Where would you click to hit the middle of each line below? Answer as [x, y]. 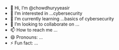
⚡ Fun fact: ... [24, 43]
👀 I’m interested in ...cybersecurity [46, 13]
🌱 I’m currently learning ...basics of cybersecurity [62, 19]
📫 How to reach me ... [34, 30]
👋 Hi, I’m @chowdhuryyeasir [40, 8]
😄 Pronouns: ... [27, 37]
